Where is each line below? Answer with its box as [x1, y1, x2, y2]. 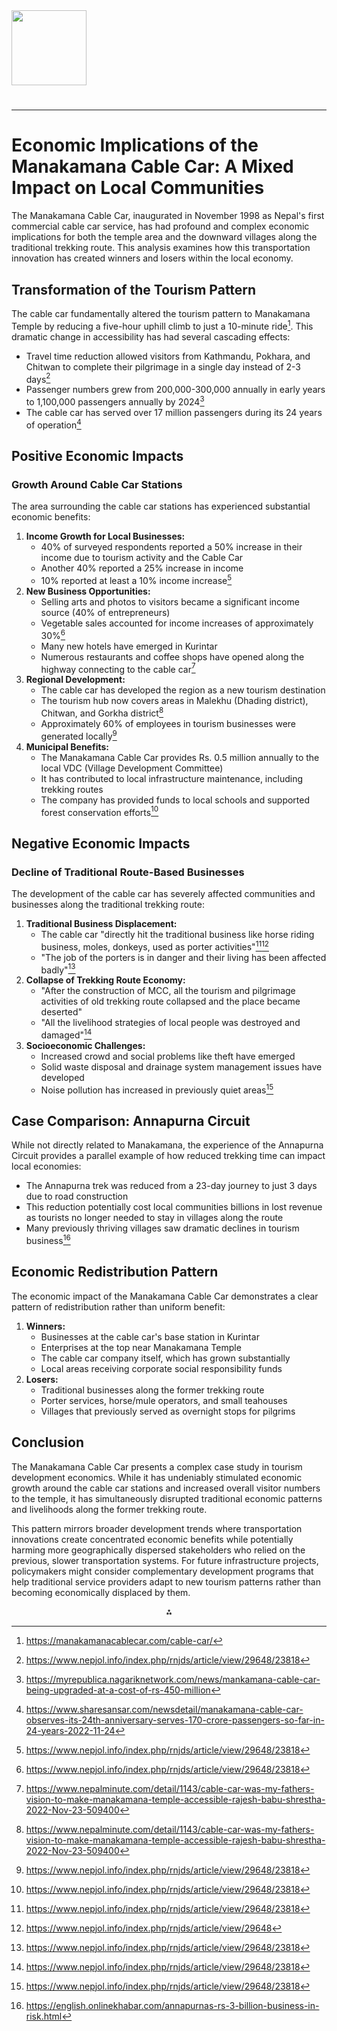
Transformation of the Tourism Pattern [11, 281, 257, 298]
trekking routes [40, 783, 104, 795]
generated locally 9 [40, 728, 118, 742]
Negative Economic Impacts [11, 835, 191, 852]
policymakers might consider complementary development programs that [11, 1565, 314, 1577]
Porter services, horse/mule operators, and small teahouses [40, 1394, 288, 1406]
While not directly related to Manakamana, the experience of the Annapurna [11, 1139, 324, 1151]
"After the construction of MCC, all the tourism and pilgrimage [40, 985, 296, 997]
